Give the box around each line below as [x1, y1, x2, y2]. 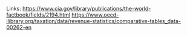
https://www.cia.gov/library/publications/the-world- [22, 5, 151, 12]
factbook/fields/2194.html [6, 11, 71, 18]
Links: [6, 5, 21, 12]
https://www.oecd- [71, 11, 119, 18]
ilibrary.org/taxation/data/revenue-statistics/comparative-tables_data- [6, 18, 182, 24]
